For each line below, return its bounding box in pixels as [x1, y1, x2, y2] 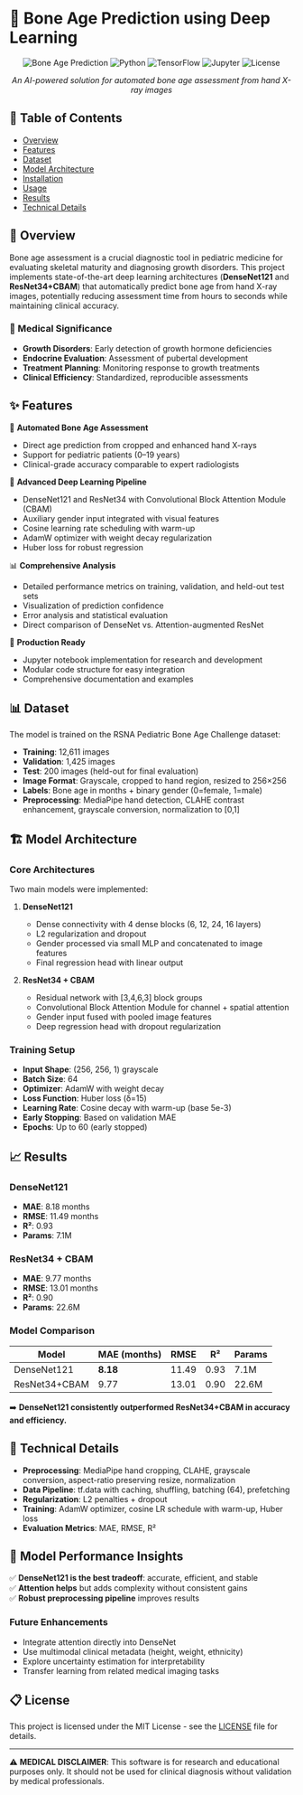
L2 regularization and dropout [35, 928, 147, 939]
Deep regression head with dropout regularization [35, 1021, 221, 1032]
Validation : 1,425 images [22, 757, 115, 767]
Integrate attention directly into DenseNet [22, 1636, 177, 1648]
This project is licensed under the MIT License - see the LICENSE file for [9, 1721, 278, 1732]
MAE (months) [97, 1348, 162, 1360]
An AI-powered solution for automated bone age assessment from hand [12, 74, 281, 85]
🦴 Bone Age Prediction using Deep [9, 8, 271, 29]
